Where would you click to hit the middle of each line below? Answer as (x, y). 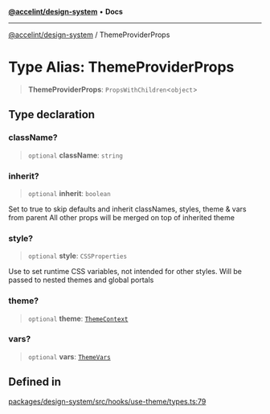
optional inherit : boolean (69, 193)
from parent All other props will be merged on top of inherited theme (122, 217)
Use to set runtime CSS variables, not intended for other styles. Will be (125, 272)
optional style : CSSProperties (77, 256)
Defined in (35, 382)
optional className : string (75, 155)
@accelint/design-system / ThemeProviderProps (89, 35)
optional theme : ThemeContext (78, 318)
